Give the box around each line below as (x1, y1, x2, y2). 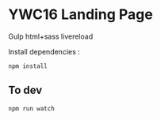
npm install (8, 62, 48, 70)
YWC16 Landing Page (8, 6, 153, 24)
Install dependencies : (8, 47, 81, 56)
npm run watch (8, 104, 56, 112)
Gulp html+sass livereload (8, 32, 94, 41)
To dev (8, 84, 43, 97)
